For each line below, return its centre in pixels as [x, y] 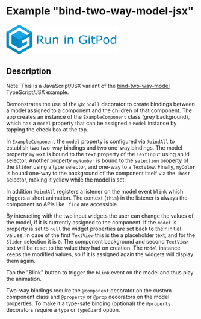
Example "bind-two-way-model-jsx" [100, 11]
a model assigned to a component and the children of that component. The [99, 110]
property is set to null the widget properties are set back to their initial [94, 229]
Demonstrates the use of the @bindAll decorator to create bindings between [101, 104]
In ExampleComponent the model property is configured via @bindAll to [91, 141]
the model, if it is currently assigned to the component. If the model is [91, 222]
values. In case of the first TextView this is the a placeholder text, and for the [101, 235]
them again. [21, 261]
